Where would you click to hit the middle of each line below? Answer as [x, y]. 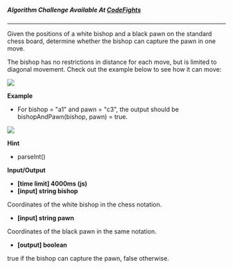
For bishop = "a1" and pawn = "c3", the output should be [98, 109]
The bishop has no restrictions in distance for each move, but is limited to [112, 62]
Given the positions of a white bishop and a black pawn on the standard [110, 33]
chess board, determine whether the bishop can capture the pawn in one [112, 41]
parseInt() [32, 156]
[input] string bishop [48, 190]
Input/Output [27, 170]
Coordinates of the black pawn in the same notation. [82, 231]
